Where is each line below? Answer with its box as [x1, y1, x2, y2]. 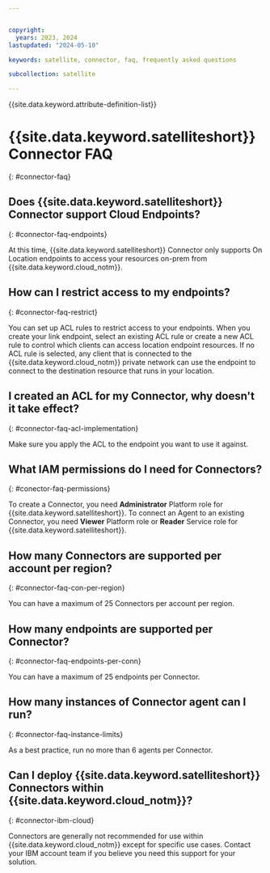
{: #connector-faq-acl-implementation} [8, 423, 139, 433]
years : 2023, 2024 [15, 33, 78, 41]
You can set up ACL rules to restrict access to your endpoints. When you [8, 323, 251, 333]
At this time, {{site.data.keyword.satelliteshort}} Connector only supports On [8, 244, 263, 255]
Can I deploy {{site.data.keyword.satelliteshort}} [8, 769, 261, 782]
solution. [8, 857, 38, 867]
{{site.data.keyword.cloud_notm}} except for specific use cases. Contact [8, 839, 251, 850]
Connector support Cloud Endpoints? [8, 208, 200, 222]
